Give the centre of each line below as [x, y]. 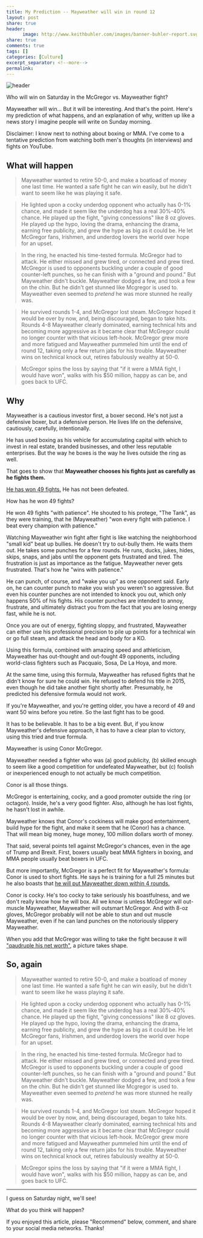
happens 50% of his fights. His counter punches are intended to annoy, [95, 601]
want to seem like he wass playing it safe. [73, 992]
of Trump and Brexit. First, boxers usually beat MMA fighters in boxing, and [100, 852]
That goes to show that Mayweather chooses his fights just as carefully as [101, 471]
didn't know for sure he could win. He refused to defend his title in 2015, [96, 681]
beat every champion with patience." [52, 526]
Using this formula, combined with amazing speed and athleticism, [89, 650]
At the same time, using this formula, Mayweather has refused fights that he [101, 674]
